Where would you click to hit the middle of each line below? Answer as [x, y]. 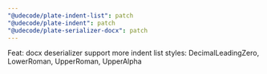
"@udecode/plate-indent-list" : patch [71, 16]
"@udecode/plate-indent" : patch [61, 23]
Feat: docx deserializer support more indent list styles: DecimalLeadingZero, [133, 53]
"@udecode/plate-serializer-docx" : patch [78, 30]
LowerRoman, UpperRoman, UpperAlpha [75, 61]
